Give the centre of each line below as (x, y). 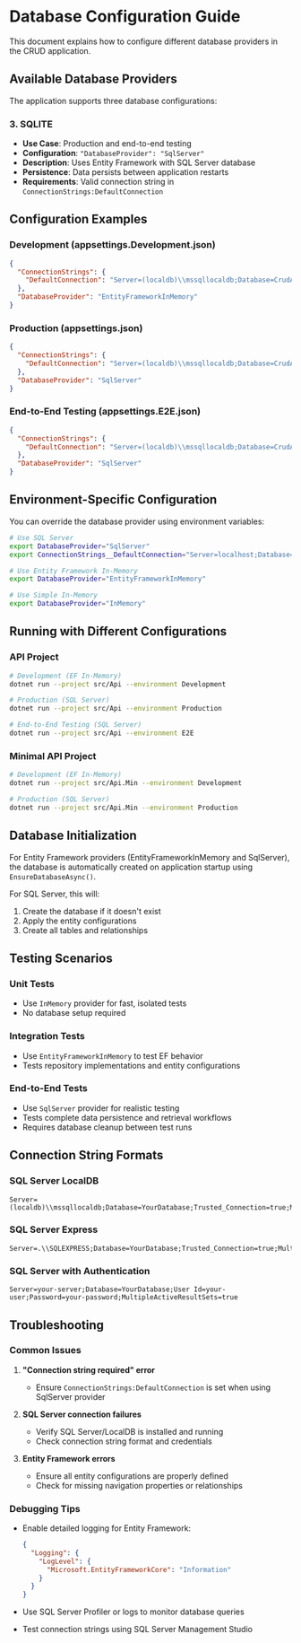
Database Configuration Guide (125, 17)
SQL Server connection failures (82, 1414)
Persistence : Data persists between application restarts (125, 172)
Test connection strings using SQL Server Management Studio (138, 1630)
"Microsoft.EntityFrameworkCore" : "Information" (139, 1569)
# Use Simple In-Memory (54, 595)
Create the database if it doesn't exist (91, 911)
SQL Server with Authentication (80, 1271)
